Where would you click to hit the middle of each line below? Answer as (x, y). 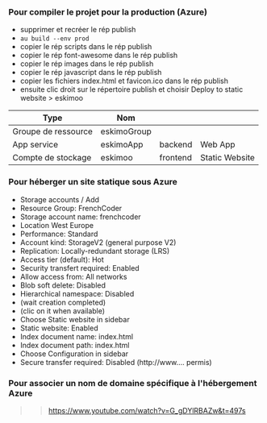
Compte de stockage (52, 158)
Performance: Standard (59, 234)
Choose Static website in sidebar (75, 319)
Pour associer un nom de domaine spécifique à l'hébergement (133, 383)
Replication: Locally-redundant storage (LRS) (95, 251)
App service (35, 145)
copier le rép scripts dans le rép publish (86, 47)
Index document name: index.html (77, 336)
